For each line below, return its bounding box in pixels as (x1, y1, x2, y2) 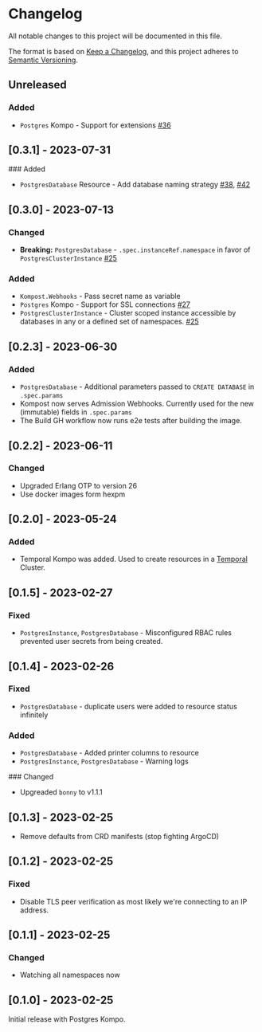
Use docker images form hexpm (19, 489, 126, 499)
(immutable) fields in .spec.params (19, 407, 133, 417)
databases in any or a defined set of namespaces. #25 (19, 316, 199, 327)
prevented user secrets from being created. (19, 637, 163, 646)
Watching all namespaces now (19, 970, 121, 980)
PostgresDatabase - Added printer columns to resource (19, 748, 199, 758)
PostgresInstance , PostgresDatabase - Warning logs (19, 756, 189, 766)
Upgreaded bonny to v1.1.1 (19, 787, 103, 797)
